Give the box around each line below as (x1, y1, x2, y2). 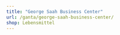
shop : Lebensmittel (6, 20, 55, 26)
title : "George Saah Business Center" (6, 8, 103, 15)
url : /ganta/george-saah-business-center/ (6, 14, 114, 20)
